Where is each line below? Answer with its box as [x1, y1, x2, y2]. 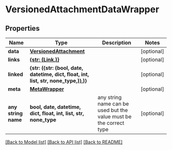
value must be [97, 113, 132, 120]
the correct [97, 119, 124, 126]
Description [102, 39, 132, 46]
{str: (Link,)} [30, 56, 60, 63]
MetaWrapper [30, 85, 64, 93]
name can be [97, 100, 129, 107]
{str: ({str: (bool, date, [30, 65, 83, 71]
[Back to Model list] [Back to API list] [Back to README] [5, 139, 123, 145]
